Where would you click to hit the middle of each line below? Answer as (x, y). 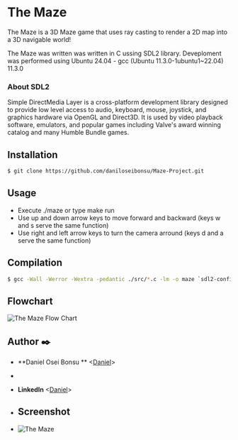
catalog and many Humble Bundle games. (68, 133)
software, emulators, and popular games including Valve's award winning (114, 125)
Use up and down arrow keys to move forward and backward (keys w (119, 218)
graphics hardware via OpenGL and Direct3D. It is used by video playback (115, 117)
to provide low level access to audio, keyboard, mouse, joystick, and (107, 110)
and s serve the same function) (63, 225)
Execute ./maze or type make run (66, 210)
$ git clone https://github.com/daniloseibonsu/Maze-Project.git (106, 171)
